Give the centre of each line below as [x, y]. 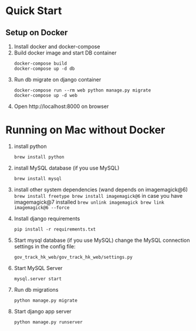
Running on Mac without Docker [85, 130]
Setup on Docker [37, 33]
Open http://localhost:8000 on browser [61, 106]
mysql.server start [38, 279]
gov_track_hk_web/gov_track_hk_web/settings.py [73, 257]
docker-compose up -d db [44, 69]
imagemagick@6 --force [42, 207]
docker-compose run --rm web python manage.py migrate [82, 90]
